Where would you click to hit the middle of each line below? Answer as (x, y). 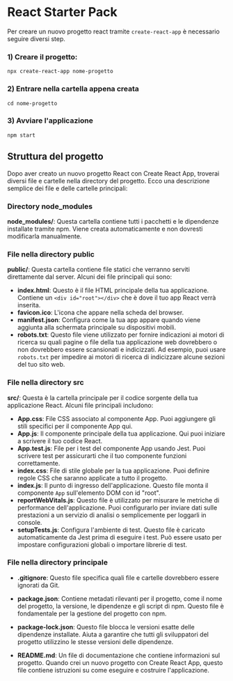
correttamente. (39, 463)
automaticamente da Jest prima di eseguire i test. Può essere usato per (119, 537)
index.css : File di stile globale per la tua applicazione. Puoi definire (113, 470)
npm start (22, 135)
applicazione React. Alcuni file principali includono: (80, 405)
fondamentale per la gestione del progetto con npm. (92, 613)
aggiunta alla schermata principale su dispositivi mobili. (96, 328)
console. (30, 522)
